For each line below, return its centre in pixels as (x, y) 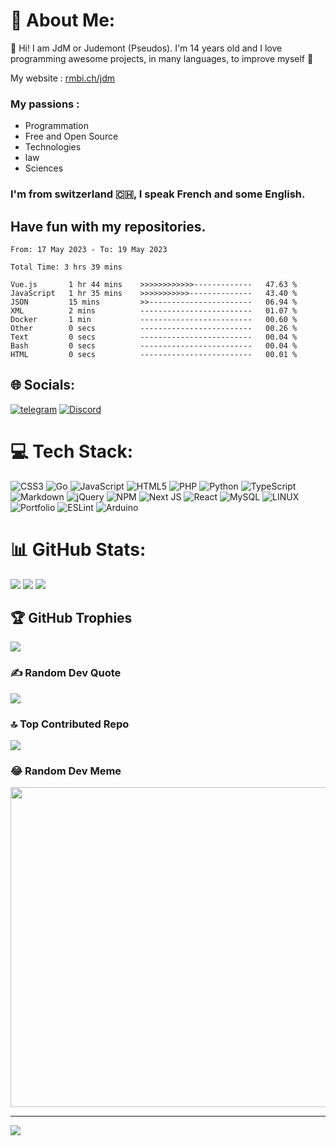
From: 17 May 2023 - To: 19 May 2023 (89, 249)
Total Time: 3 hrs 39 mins (66, 267)
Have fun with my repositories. (108, 226)
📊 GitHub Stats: (78, 549)
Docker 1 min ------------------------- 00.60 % (154, 319)
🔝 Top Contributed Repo (70, 724)
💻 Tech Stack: (72, 451)
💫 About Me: (63, 20)
